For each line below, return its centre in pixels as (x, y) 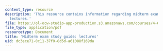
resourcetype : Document (29, 32)
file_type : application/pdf (33, 28)
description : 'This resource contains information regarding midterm (77, 14)
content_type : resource (29, 9)
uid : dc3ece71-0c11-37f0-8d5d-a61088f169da (50, 41)
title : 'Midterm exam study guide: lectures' (52, 37)
